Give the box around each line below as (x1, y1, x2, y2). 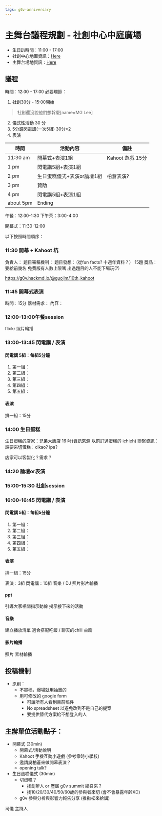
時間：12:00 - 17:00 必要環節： (5, 89, 67, 95)
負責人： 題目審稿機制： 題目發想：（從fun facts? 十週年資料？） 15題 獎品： (5, 259, 158, 265)
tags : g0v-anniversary (5, 7, 51, 12)
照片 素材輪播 (5, 651, 32, 657)
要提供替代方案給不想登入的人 (26, 711, 87, 718)
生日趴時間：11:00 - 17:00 (12, 47, 63, 53)
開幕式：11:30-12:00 (5, 223, 45, 229)
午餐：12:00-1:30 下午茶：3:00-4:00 (5, 213, 79, 218)
